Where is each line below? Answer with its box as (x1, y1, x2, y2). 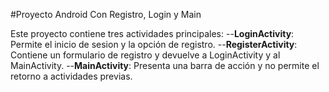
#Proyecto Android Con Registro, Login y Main (10, 9, 202, 20)
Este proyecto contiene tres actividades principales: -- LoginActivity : (10, 28, 295, 39)
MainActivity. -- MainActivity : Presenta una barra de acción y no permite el (10, 60, 320, 71)
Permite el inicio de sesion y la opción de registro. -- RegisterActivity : (10, 39, 298, 50)
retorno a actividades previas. (10, 70, 133, 82)
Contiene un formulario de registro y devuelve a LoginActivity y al (10, 49, 281, 61)
